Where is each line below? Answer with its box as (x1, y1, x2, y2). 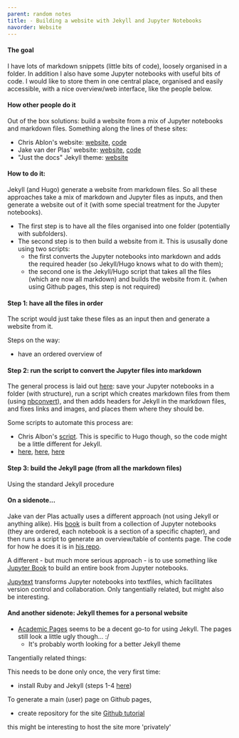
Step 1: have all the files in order (7, 299, 104, 307)
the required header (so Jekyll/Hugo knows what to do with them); (28, 260, 224, 268)
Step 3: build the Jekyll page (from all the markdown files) (7, 463, 183, 472)
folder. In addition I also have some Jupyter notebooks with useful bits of (7, 69, 221, 78)
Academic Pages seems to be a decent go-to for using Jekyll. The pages (17, 625, 232, 633)
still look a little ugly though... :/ (17, 632, 110, 640)
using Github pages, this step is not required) (28, 282, 161, 291)
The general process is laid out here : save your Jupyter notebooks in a (7, 382, 215, 391)
